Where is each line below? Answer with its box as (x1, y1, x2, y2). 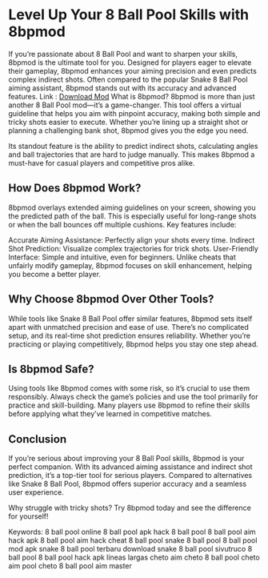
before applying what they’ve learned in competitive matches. (8, 409, 212, 419)
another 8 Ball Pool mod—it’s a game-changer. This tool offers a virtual (8, 100, 242, 110)
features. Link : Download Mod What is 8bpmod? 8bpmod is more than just (8, 91, 255, 101)
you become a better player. (8, 269, 102, 279)
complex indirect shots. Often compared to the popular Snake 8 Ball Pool (8, 74, 248, 84)
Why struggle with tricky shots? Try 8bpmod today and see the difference (8, 503, 252, 513)
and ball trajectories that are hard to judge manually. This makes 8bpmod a (8, 150, 255, 159)
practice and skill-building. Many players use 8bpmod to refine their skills (8, 400, 250, 410)
